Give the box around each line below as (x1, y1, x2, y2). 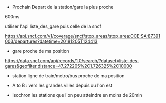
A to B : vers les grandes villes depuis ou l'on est (12, 82, 113, 88)
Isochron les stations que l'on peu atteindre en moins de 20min (12, 92, 142, 98)
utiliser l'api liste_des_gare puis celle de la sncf (5, 23, 101, 29)
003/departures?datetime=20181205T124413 (5, 38, 98, 44)
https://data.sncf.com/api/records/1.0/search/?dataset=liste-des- (5, 58, 140, 64)
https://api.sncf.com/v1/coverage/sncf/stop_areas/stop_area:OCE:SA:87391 (5, 33, 161, 39)
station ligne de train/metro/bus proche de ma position (12, 73, 125, 79)
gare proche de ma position (12, 48, 69, 54)
